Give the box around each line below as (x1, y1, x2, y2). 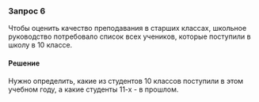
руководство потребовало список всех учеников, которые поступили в (8, 32, 251, 41)
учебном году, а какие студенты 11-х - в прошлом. (8, 85, 179, 94)
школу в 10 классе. (8, 40, 73, 50)
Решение (8, 58, 40, 68)
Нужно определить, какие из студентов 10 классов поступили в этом (8, 76, 244, 85)
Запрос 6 (8, 6, 46, 17)
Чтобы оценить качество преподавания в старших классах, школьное (8, 24, 247, 33)
